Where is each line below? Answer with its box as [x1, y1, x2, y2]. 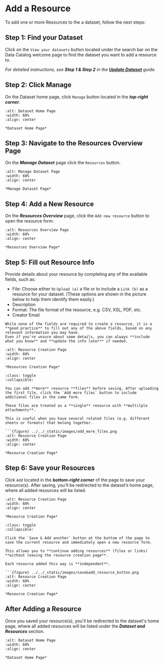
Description [12, 302, 36, 307]
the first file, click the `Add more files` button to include [5, 390, 137, 395]
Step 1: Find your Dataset [5, 33, 83, 42]
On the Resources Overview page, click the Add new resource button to [5, 213, 149, 219]
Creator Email [12, 312, 40, 318]
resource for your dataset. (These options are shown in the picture [12, 291, 147, 297]
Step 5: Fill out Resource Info [5, 258, 94, 266]
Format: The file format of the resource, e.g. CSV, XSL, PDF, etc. [12, 307, 142, 313]
